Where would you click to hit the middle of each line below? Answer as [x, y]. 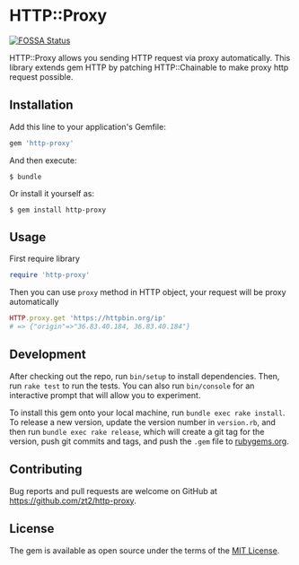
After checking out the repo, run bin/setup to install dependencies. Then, [145, 376]
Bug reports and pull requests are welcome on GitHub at [114, 491]
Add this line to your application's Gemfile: [88, 126]
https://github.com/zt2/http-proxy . [73, 500]
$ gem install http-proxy [57, 210]
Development [48, 355]
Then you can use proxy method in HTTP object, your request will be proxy [148, 292]
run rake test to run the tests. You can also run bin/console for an [132, 386]
